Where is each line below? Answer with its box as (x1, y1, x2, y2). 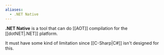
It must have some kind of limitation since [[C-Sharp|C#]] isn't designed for (5, 40, 159, 46)
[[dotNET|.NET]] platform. (5, 30, 58, 36)
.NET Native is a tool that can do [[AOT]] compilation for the (5, 25, 128, 31)
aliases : (5, 7, 23, 12)
